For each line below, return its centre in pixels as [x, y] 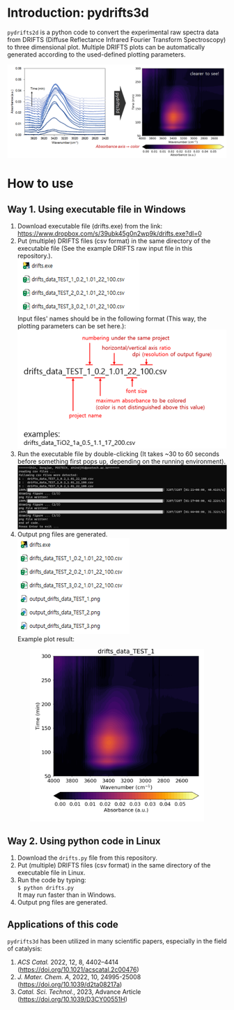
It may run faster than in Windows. [67, 895]
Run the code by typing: [52, 880]
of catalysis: [25, 949]
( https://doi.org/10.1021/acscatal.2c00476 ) [78, 969]
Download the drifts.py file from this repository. [87, 858]
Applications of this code [63, 924]
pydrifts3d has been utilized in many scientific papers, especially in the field [117, 942]
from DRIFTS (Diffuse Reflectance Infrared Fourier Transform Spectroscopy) [117, 39]
